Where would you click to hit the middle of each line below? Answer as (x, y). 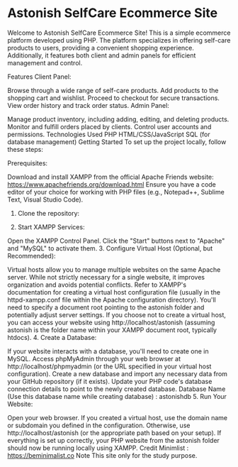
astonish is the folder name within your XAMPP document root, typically (112, 330)
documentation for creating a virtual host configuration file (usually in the (114, 292)
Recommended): (32, 256)
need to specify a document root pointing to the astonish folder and (106, 307)
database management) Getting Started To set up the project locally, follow (117, 142)
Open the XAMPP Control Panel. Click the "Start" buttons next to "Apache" (116, 241)
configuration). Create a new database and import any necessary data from (118, 373)
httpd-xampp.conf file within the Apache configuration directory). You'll (112, 300)
